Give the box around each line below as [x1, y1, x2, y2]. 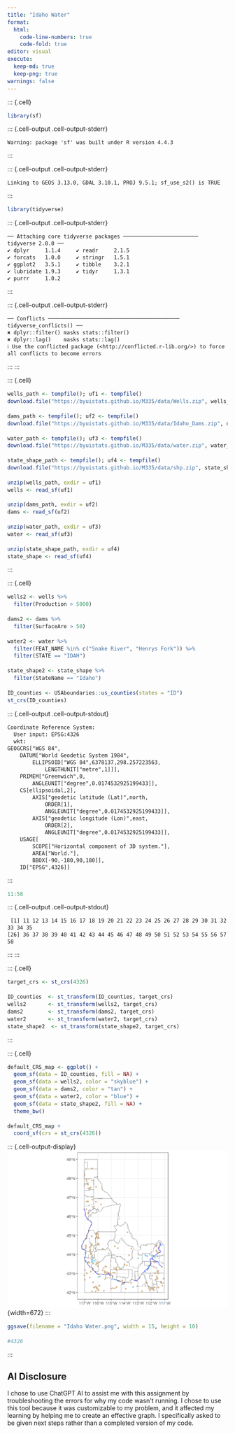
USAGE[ [20, 836, 39, 843]
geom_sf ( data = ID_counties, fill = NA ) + [13, 1071, 139, 1078]
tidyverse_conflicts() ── [7, 322, 83, 329]
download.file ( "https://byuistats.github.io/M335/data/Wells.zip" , [7, 398, 208, 405]
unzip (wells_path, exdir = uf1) [7, 479, 101, 486]
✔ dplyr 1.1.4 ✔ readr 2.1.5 [7, 247, 130, 255]
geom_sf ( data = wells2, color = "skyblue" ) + [13, 1078, 149, 1086]
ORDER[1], [44, 801, 73, 808]
